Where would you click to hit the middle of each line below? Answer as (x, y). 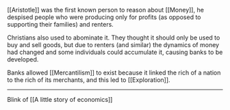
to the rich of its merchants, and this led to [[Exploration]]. (89, 80)
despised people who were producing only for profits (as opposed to (104, 17)
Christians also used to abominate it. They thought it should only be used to (114, 38)
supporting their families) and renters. (61, 24)
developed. (23, 59)
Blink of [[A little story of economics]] (60, 99)
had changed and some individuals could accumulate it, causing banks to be (115, 52)
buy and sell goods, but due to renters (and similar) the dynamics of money (113, 45)
